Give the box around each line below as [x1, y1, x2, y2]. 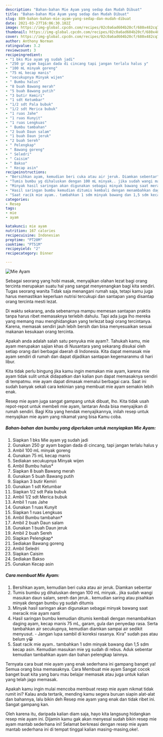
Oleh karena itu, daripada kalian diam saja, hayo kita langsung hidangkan [5, 711, 151, 717]
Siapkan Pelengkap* [12, 535, 53, 541]
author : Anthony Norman [5, 39, 54, 44]
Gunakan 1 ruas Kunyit [12, 504, 57, 510]
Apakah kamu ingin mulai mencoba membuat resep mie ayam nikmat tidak [5, 686, 154, 692]
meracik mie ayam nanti [12, 610, 60, 616]
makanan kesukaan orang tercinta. [5, 329, 74, 334]
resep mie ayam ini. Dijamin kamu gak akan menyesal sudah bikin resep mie [5, 716, 157, 722]
